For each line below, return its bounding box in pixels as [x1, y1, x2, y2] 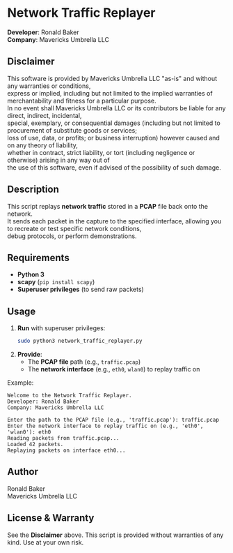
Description [7, 184, 59, 196]
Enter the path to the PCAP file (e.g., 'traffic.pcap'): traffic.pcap [7, 417, 219, 424]
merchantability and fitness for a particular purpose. [7, 96, 156, 105]
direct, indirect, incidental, [7, 111, 82, 119]
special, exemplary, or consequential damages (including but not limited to [7, 119, 220, 127]
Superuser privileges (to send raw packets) [17, 285, 144, 294]
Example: [7, 378, 34, 387]
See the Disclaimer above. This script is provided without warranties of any [7, 531, 224, 539]
